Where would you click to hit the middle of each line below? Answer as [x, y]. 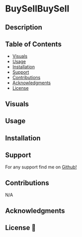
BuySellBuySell [37, 9]
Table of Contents [34, 44]
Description [24, 27]
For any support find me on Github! [41, 167]
